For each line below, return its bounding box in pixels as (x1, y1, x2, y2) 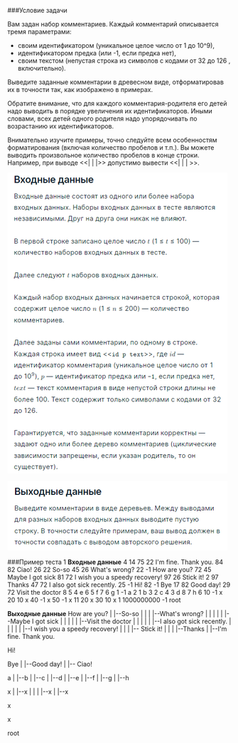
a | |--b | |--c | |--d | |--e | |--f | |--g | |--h (7, 674, 129, 682)
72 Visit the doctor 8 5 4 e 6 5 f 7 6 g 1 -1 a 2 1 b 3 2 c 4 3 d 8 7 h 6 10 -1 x (7, 588, 223, 596)
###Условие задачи (7, 6, 67, 14)
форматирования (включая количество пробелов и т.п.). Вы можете (7, 143, 215, 152)
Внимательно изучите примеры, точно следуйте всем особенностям (7, 135, 217, 144)
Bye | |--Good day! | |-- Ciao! (7, 660, 92, 668)
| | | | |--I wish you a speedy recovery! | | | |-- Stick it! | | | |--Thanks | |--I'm (7, 625, 227, 633)
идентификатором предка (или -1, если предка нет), (17, 49, 176, 57)
